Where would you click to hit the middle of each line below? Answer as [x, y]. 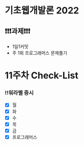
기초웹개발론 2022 [42, 11]
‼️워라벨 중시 [19, 93]
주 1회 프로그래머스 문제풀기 [39, 53]
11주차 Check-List [41, 76]
